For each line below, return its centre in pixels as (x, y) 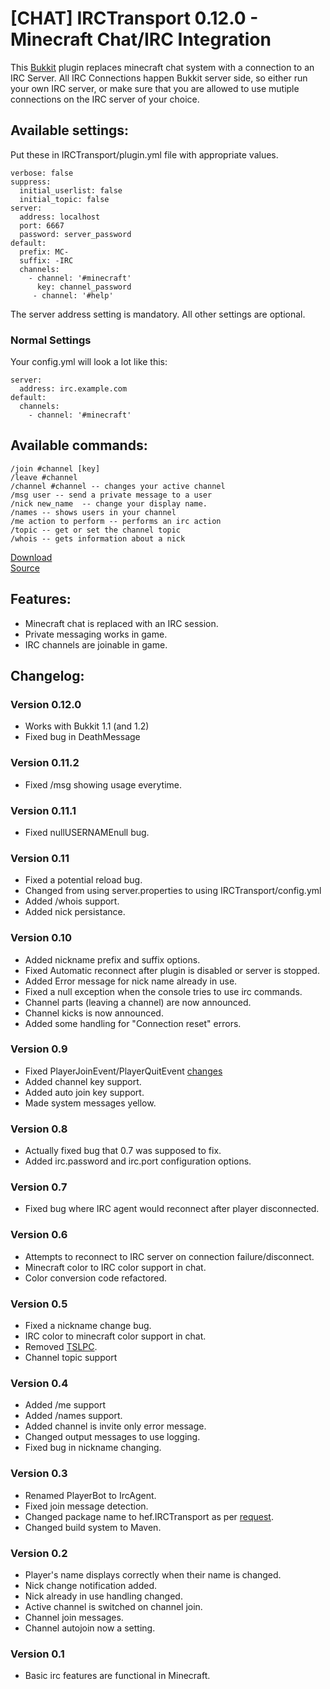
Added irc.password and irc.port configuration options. (138, 1161)
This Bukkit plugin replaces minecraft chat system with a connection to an (162, 67)
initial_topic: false (64, 199)
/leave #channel (44, 477)
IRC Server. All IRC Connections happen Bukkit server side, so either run (159, 78)
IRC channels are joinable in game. (96, 644)
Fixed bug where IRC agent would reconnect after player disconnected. (172, 1209)
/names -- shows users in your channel (93, 512)
